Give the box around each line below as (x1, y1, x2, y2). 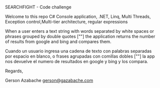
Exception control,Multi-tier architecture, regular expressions (5, 19, 128, 24)
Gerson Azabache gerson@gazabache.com (5, 78, 93, 83)
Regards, (5, 68, 23, 74)
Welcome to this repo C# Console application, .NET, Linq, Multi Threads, (5, 14, 151, 19)
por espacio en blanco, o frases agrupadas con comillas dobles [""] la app (5, 53, 155, 59)
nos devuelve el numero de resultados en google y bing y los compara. (5, 59, 148, 64)
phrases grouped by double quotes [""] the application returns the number (5, 34, 156, 39)
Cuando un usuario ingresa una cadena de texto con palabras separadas (5, 48, 152, 54)
